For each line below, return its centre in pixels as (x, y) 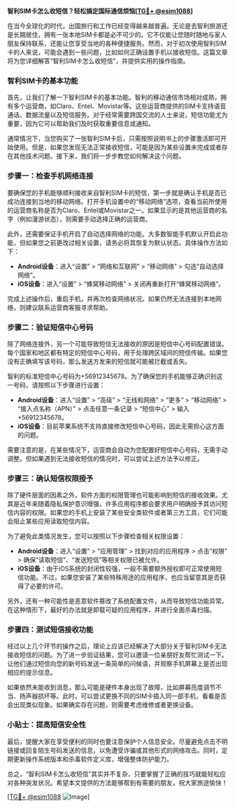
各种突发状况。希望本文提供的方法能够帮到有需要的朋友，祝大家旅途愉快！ (120, 782)
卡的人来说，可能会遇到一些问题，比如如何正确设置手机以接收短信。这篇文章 (117, 52)
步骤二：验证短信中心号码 (50, 327)
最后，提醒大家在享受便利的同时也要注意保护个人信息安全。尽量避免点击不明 (117, 741)
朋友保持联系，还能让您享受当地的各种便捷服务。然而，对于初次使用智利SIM (117, 43)
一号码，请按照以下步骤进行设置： (56, 385)
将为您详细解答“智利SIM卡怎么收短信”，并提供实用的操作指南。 (98, 61)
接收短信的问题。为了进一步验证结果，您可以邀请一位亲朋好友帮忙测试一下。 (117, 655)
